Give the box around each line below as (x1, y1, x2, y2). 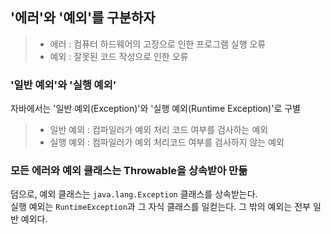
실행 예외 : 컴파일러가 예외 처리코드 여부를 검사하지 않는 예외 (49, 136, 285, 148)
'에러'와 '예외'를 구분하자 (10, 9, 156, 27)
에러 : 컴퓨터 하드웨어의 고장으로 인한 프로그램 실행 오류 (49, 38, 267, 50)
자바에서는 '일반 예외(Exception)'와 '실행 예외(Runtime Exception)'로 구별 (10, 103, 301, 115)
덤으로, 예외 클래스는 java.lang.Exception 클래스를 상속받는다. (10, 188, 258, 200)
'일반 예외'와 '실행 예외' (10, 78, 117, 92)
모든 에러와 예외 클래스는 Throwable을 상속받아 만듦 (10, 164, 248, 178)
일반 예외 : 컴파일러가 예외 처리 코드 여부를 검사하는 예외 (49, 124, 269, 136)
